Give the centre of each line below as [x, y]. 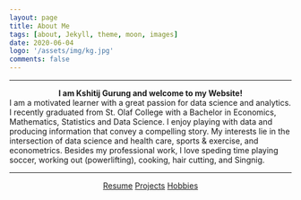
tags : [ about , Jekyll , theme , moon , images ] [94, 34]
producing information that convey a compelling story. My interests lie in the [150, 131]
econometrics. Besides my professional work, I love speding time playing [144, 150]
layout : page [34, 17]
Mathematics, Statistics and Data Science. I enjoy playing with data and [141, 122]
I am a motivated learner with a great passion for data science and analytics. [150, 103]
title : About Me [39, 26]
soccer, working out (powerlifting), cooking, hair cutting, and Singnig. [137, 160]
